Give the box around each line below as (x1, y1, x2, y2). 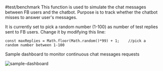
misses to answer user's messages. (5, 15, 78, 20)
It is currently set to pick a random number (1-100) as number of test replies (5, 24, 158, 30)
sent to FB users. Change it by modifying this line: (5, 29, 106, 35)
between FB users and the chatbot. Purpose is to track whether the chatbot (5, 9, 158, 15)
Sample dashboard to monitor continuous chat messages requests (5, 51, 140, 57)
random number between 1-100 (5, 43, 65, 48)
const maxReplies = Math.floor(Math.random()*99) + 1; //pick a (5, 38, 146, 43)
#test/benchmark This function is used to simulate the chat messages (5, 4, 146, 10)
